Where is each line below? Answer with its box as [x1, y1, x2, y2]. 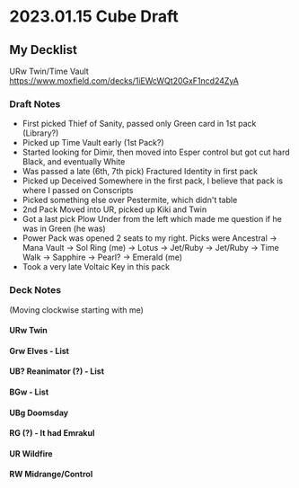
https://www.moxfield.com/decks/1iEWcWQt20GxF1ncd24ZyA [9, 75, 240, 86]
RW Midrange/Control [9, 469, 93, 480]
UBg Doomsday [9, 407, 69, 418]
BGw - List [9, 386, 49, 397]
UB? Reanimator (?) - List [9, 366, 105, 377]
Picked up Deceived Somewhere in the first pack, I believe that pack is [22, 175, 284, 186]
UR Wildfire [9, 448, 53, 459]
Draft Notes [9, 97, 61, 110]
